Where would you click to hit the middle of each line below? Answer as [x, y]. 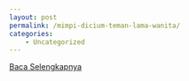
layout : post [33, 17]
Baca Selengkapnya [46, 67]
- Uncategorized [55, 42]
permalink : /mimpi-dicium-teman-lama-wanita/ [94, 26]
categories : [31, 33]
